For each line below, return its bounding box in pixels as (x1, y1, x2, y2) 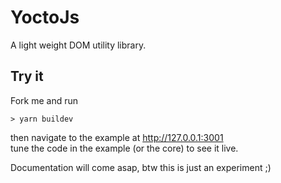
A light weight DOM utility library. (10, 39, 147, 51)
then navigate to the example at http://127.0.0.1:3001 (10, 131, 224, 143)
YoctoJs (10, 6, 80, 29)
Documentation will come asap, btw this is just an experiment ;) (10, 161, 272, 173)
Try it (10, 68, 44, 85)
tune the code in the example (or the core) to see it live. (10, 142, 239, 154)
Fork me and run (10, 94, 79, 106)
